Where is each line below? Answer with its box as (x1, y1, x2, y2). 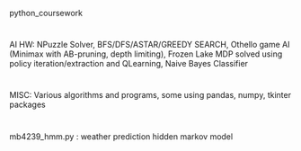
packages (9, 99, 47, 111)
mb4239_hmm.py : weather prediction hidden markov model (9, 130, 234, 142)
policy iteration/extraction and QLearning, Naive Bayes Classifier (9, 58, 249, 69)
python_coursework (9, 8, 84, 18)
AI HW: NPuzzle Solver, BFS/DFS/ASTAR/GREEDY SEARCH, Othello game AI (9, 40, 290, 50)
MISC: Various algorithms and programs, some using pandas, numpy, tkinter (9, 90, 292, 101)
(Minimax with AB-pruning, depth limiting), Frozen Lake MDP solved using (9, 49, 283, 59)
